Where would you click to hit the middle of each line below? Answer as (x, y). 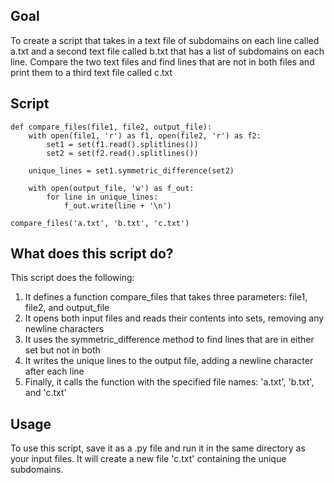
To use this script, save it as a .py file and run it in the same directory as (158, 448)
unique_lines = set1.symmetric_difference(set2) (131, 170)
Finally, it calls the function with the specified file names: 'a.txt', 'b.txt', (169, 382)
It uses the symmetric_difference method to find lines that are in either (169, 340)
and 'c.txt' (45, 393)
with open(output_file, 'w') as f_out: (111, 188)
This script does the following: (72, 278)
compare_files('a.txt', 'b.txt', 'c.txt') (100, 223)
